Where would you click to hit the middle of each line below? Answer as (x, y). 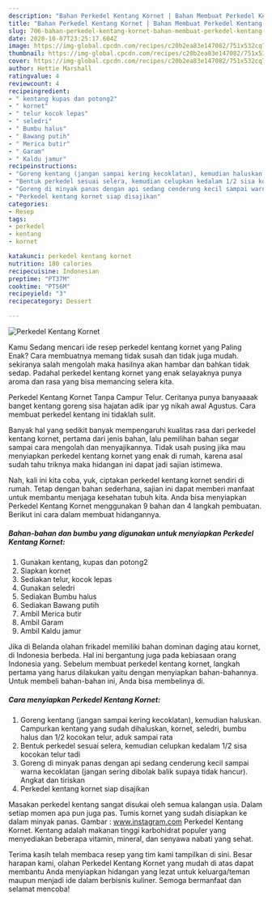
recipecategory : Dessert (50, 301)
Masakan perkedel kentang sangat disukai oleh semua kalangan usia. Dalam (136, 804)
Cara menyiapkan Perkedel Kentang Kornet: (85, 699)
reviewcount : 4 (34, 83)
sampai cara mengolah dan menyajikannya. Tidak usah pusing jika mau (127, 447)
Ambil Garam (42, 622)
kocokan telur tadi (50, 754)
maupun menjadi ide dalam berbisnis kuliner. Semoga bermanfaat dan (125, 880)
